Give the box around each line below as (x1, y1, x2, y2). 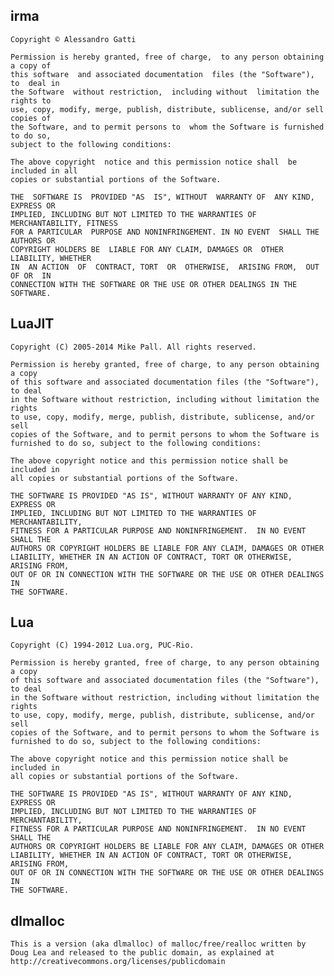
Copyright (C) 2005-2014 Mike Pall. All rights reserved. (10, 342, 257, 352)
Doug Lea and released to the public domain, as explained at (10, 948, 275, 958)
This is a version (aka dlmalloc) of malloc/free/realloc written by (10, 939, 307, 949)
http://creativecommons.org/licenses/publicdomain (10, 957, 226, 967)
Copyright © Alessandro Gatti (10, 34, 137, 44)
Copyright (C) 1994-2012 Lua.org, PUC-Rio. (10, 640, 195, 651)
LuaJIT (10, 315, 55, 333)
